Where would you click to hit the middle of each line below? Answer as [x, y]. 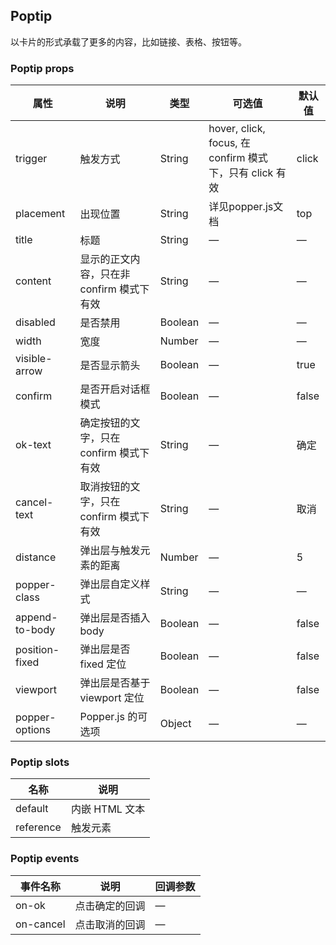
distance [36, 557]
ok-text [33, 445]
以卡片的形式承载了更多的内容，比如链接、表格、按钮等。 [128, 41]
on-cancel [40, 924]
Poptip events [45, 859]
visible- [34, 359]
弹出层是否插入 [115, 618]
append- [36, 617]
